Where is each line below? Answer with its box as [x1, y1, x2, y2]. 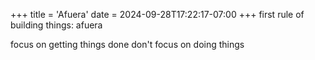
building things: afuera [10, 19, 103, 31]
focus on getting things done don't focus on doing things [10, 39, 245, 50]
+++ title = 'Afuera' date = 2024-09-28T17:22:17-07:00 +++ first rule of [10, 9, 305, 20]
